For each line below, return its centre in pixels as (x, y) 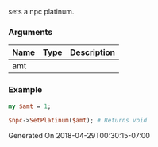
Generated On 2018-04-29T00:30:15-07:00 (79, 136)
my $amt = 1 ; (30, 106)
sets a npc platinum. (41, 12)
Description (92, 52)
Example (25, 90)
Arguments (31, 32)
